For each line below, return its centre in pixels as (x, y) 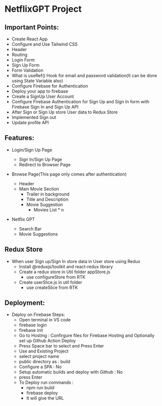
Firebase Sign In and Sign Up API (45, 107)
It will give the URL (45, 398)
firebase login (33, 325)
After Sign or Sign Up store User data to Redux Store (65, 112)
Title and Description (47, 199)
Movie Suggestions (38, 234)
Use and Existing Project (44, 351)
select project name (39, 356)
